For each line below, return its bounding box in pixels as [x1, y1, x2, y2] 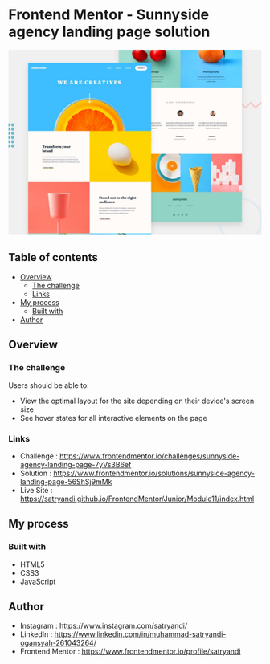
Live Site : [19, 485, 53, 495]
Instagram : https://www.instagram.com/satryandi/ [19, 621, 188, 631]
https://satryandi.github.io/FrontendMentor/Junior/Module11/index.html [19, 494, 255, 503]
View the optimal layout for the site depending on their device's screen [19, 396, 255, 405]
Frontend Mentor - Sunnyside [8, 6, 210, 24]
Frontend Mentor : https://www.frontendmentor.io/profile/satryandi [19, 646, 241, 656]
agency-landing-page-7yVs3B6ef [19, 459, 132, 469]
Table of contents [8, 251, 98, 264]
